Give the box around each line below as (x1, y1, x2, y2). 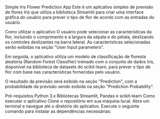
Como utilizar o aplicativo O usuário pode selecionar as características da (5, 29, 152, 34)
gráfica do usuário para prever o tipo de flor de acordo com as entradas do (5, 15, 155, 20)
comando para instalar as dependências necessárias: (5, 108, 112, 114)
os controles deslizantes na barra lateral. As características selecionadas (5, 39, 151, 45)
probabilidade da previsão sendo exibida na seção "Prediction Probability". (5, 84, 154, 89)
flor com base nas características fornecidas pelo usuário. (5, 69, 121, 74)
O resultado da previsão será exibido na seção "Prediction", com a (5, 78, 137, 84)
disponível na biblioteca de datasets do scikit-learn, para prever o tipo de (5, 64, 151, 70)
